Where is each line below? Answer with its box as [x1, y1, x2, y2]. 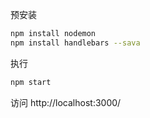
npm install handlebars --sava [10, 38, 141, 48]
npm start [10, 77, 52, 87]
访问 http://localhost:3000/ [10, 96, 122, 108]
